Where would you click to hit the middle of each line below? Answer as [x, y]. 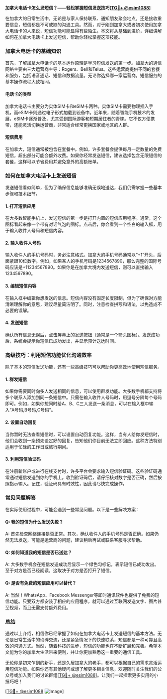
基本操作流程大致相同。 [29, 82]
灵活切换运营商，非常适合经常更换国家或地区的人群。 [77, 125]
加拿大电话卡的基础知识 [33, 51]
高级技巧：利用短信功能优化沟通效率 [48, 355]
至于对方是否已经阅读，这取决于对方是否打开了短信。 [60, 570]
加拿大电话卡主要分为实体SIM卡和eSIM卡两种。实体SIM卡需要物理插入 [77, 106]
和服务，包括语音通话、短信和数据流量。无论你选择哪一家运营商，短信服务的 [83, 75]
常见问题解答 [21, 498]
